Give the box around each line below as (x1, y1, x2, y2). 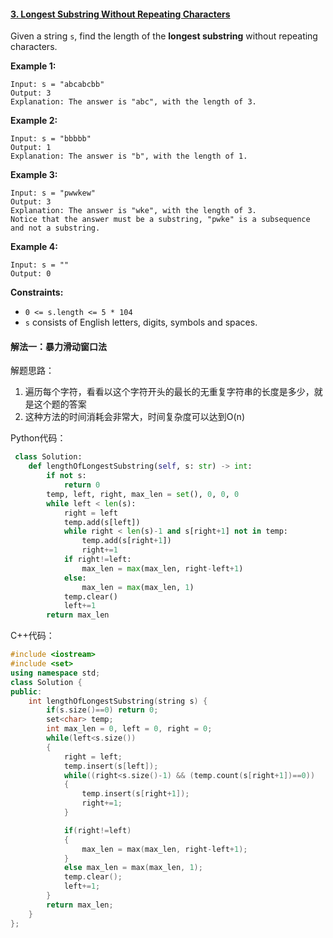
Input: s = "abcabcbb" (10, 80, 105, 90)
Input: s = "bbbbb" (10, 134, 92, 144)
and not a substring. (10, 223, 101, 234)
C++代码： (10, 630, 55, 642)
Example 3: (10, 169, 58, 181)
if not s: (46, 471, 87, 481)
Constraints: (10, 286, 64, 299)
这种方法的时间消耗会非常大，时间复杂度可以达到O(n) (24, 411, 245, 423)
